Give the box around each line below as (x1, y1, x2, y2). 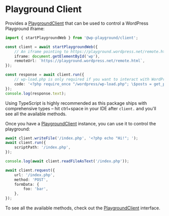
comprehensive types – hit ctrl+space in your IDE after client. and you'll (5, 105, 156, 111)
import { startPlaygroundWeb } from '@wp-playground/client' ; (5, 35, 138, 40)
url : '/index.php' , (14, 172, 55, 177)
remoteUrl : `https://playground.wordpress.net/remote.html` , (14, 58, 145, 63)
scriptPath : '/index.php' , (14, 145, 71, 150)
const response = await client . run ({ (5, 72, 84, 78)
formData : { (14, 182, 39, 187)
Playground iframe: (5, 25, 45, 31)
